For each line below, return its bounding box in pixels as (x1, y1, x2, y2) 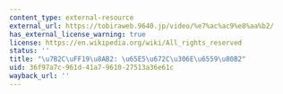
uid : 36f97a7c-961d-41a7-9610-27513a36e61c (9, 64, 175, 73)
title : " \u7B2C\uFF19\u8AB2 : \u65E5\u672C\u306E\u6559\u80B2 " (9, 55, 246, 64)
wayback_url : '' (9, 72, 70, 81)
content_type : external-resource (9, 13, 134, 22)
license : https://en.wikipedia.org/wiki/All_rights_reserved (9, 38, 243, 47)
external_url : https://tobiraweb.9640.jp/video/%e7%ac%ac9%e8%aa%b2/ (9, 21, 275, 30)
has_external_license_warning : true (9, 30, 146, 38)
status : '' (9, 47, 50, 56)
